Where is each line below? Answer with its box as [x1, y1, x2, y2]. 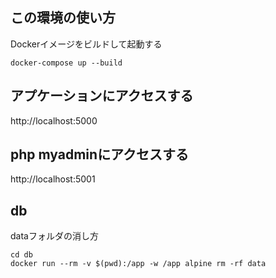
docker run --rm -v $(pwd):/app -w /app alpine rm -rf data [10, 259, 267, 269]
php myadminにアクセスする [10, 146, 190, 163]
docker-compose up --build [10, 58, 123, 68]
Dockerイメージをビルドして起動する [10, 38, 163, 50]
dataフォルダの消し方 [10, 230, 99, 242]
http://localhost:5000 [10, 114, 98, 127]
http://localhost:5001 [10, 173, 96, 185]
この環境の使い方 [10, 9, 116, 27]
